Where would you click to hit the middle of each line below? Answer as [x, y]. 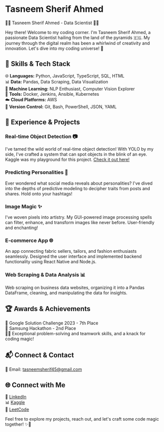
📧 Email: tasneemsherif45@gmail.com [44, 369]
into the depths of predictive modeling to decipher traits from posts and [78, 188]
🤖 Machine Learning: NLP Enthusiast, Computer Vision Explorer [70, 89]
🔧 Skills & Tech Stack [38, 64]
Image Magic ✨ [24, 206]
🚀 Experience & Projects [43, 122]
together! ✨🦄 [18, 424]
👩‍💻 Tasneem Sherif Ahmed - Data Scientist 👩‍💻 [52, 23]
